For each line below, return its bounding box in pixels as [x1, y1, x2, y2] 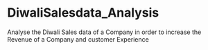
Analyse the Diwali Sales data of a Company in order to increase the [7, 28, 202, 36]
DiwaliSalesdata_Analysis [7, 5, 159, 21]
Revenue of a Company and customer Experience [7, 35, 149, 43]
